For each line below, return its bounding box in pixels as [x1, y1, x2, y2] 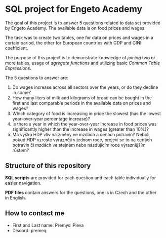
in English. [5, 195, 26, 200]
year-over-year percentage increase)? [12, 116, 90, 121]
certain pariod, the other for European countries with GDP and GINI [5, 40, 142, 45]
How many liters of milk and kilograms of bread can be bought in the [12, 95, 152, 101]
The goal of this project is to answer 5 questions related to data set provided [5, 20, 161, 26]
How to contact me [5, 209, 65, 218]
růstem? [12, 147, 29, 153]
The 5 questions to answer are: [5, 75, 68, 80]
